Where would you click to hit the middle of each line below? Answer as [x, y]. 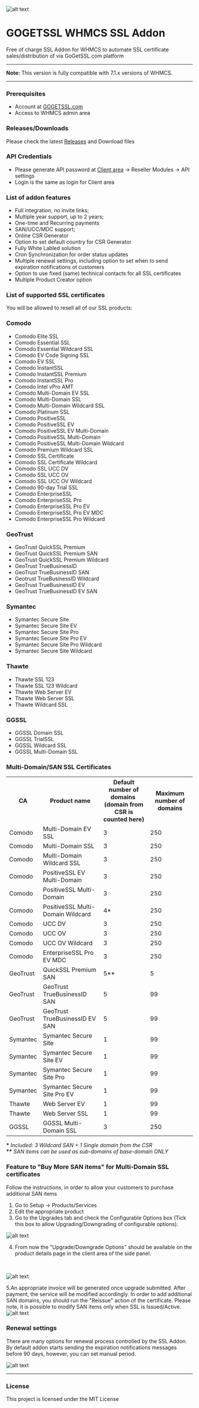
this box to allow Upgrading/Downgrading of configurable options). [97, 1224]
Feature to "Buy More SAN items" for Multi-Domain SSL [88, 1167]
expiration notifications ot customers [60, 267]
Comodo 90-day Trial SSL [46, 487]
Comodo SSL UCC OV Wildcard [53, 481]
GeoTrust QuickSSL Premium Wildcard [62, 560]
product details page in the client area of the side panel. [83, 1253]
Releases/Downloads [37, 129]
